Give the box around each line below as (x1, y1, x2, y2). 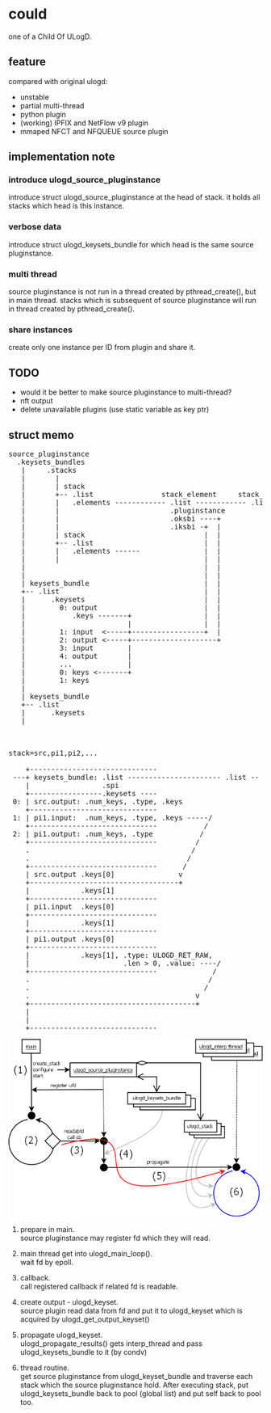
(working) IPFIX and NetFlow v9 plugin (19, 118, 149, 128)
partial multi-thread (19, 100, 85, 110)
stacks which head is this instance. (8, 201, 125, 211)
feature (8, 55, 47, 69)
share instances (8, 324, 73, 335)
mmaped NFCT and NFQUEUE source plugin (19, 126, 169, 136)
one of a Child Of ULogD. (8, 32, 92, 41)
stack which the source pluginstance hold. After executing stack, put (19, 1380, 248, 1390)
